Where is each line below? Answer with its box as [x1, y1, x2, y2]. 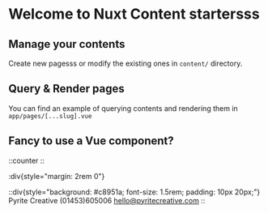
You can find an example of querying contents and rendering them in [8, 103, 239, 113]
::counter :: [8, 155, 45, 165]
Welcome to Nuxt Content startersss [8, 5, 261, 23]
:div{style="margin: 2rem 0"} [8, 171, 105, 181]
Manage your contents [8, 37, 125, 51]
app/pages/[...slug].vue [8, 112, 92, 120]
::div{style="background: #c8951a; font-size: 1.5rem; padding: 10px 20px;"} [8, 187, 261, 197]
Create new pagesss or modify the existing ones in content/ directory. [8, 58, 243, 68]
